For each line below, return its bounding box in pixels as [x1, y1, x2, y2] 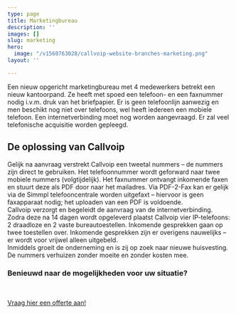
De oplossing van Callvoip [7, 141, 125, 153]
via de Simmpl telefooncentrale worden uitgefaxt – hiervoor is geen [7, 190, 204, 199]
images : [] [7, 30, 40, 38]
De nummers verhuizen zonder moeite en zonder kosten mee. [7, 251, 189, 259]
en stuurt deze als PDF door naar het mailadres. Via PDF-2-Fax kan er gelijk [7, 182, 229, 191]
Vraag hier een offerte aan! [7, 298, 87, 307]
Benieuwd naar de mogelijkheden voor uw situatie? [7, 268, 188, 278]
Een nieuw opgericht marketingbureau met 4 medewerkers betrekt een [7, 83, 215, 91]
